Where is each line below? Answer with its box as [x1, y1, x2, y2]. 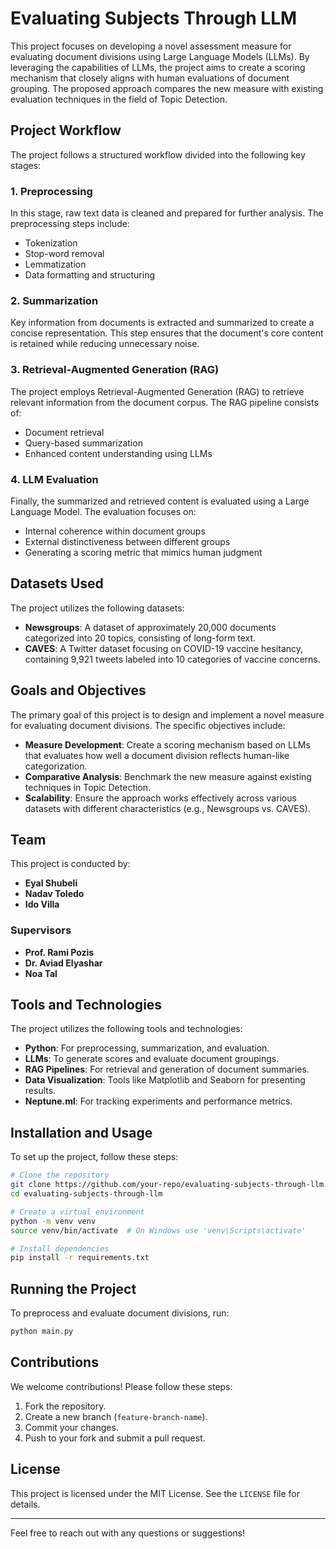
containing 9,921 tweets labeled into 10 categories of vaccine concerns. [24, 653, 321, 665]
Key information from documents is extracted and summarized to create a [10, 317, 315, 329]
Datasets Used [10, 575, 104, 592]
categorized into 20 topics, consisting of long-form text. [24, 632, 257, 644]
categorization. [24, 760, 88, 772]
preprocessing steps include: [10, 218, 130, 230]
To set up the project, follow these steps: [10, 1151, 179, 1163]
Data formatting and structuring [24, 269, 156, 281]
